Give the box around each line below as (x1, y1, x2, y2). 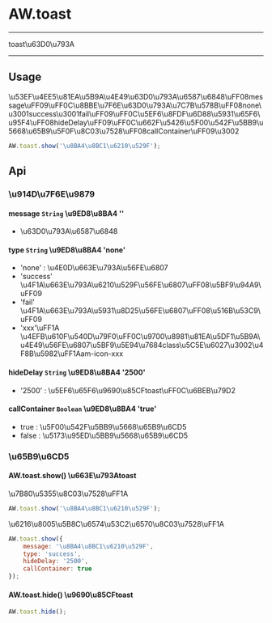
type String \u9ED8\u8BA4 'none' (8, 244, 125, 255)
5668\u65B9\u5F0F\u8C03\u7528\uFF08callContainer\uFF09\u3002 (8, 126, 240, 136)
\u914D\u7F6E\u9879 (8, 188, 96, 199)
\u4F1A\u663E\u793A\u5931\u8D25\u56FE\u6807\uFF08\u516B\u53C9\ (19, 306, 261, 316)
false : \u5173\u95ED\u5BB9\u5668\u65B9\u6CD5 (19, 430, 189, 440)
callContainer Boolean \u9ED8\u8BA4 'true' (8, 404, 157, 413)
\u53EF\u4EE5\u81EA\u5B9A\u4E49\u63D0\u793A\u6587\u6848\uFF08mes (8, 91, 263, 101)
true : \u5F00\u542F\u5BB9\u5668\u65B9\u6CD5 (19, 422, 187, 431)
